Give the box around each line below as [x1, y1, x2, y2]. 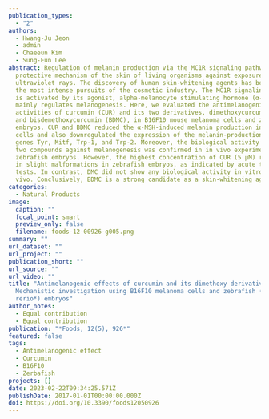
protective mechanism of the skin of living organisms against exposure [15, 71, 263, 79]
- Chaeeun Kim [15, 49, 62, 57]
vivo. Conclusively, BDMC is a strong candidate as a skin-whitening [15, 175, 252, 184]
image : [8, 198, 30, 206]
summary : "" [8, 236, 48, 244]
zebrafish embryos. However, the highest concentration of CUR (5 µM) [15, 153, 256, 161]
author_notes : [8, 302, 56, 310]
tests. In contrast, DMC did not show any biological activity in [15, 168, 242, 176]
